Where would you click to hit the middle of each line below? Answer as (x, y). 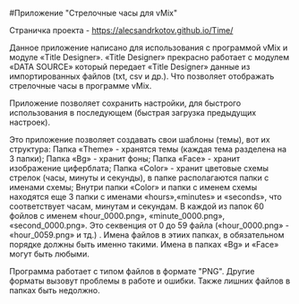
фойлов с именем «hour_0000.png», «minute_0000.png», (117, 216)
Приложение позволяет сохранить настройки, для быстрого (125, 103)
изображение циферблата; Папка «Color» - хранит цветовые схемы (139, 168)
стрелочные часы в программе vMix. (81, 86)
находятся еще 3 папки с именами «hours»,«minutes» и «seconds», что (145, 197)
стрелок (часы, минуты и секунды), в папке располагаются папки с (139, 178)
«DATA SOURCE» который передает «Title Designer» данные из (130, 67)
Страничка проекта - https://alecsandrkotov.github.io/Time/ (121, 30)
